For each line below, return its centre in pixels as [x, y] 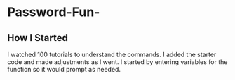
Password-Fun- [54, 12]
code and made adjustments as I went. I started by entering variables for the [117, 62]
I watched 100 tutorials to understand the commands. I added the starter [112, 54]
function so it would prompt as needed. [64, 69]
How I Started [38, 38]
